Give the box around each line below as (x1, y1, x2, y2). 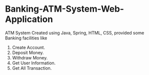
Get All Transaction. (12, 65, 52, 71)
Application (5, 14, 53, 25)
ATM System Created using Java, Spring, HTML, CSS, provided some (5, 30, 145, 36)
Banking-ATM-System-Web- (5, 3, 124, 15)
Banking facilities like (5, 35, 47, 41)
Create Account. (12, 44, 45, 50)
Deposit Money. (12, 50, 44, 56)
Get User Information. (12, 60, 56, 66)
